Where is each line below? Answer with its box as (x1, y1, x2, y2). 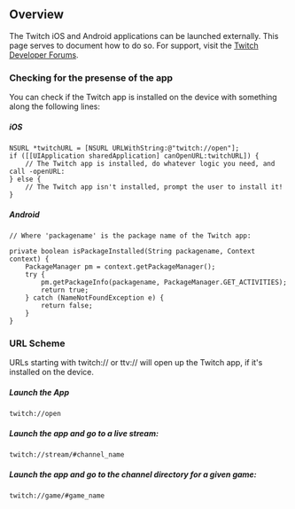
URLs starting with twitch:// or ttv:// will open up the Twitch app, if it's (9, 357, 263, 368)
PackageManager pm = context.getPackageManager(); (25, 262, 216, 271)
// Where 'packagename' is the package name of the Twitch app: (9, 231, 252, 240)
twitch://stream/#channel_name (9, 450, 125, 459)
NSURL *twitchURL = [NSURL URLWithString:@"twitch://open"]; (9, 144, 240, 153)
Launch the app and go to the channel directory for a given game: (9, 469, 257, 480)
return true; (41, 286, 89, 295)
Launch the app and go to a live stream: (9, 427, 159, 438)
